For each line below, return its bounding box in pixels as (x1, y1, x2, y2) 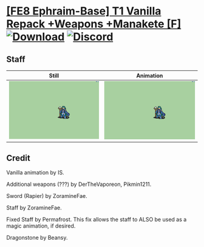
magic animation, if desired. (6, 222, 76, 229)
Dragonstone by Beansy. (6, 234, 68, 242)
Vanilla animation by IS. (6, 169, 65, 176)
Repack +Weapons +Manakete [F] (6, 17, 182, 31)
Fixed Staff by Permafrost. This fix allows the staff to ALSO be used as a (6, 216, 187, 223)
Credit (6, 153, 30, 163)
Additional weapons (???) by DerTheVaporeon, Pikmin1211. (6, 180, 152, 188)
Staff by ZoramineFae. (6, 204, 62, 211)
